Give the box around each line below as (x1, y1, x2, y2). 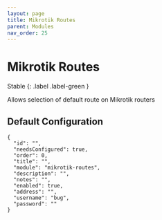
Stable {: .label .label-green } (7, 82, 89, 91)
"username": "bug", (13, 194, 70, 201)
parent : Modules (7, 23, 54, 30)
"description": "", (13, 170, 70, 177)
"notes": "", (13, 176, 51, 183)
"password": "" (13, 201, 57, 208)
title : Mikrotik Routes (7, 17, 76, 24)
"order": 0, (13, 152, 48, 159)
